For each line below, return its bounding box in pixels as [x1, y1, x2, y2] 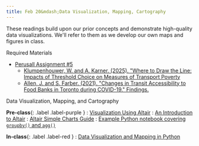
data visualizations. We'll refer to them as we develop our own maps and [6, 31, 184, 39]
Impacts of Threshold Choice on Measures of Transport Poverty [23, 73, 181, 80]
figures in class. [6, 37, 45, 45]
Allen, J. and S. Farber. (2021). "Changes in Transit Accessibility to [23, 80, 186, 87]
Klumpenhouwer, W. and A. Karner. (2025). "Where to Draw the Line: [23, 66, 192, 74]
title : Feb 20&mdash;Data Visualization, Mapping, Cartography [6, 8, 166, 15]
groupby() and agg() [6, 121, 56, 128]
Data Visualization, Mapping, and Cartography [6, 97, 119, 104]
